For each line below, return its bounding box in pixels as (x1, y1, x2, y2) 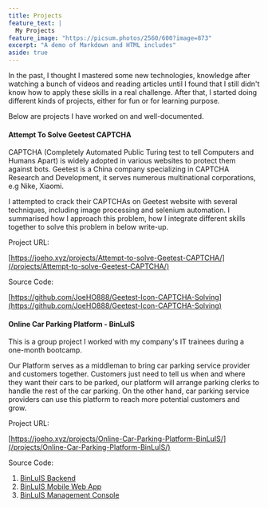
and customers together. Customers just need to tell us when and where (8, 369, 246, 379)
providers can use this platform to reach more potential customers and (8, 395, 241, 404)
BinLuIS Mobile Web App (19, 482, 102, 491)
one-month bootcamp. (8, 345, 82, 355)
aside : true (8, 49, 48, 57)
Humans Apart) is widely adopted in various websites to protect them (8, 156, 236, 166)
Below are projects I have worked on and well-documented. (8, 112, 205, 120)
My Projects (15, 26, 56, 34)
